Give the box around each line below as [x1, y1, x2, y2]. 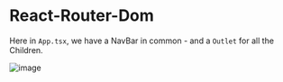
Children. [9, 44, 43, 55]
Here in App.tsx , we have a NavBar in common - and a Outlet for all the [9, 35, 275, 46]
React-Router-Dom [9, 5, 155, 26]
